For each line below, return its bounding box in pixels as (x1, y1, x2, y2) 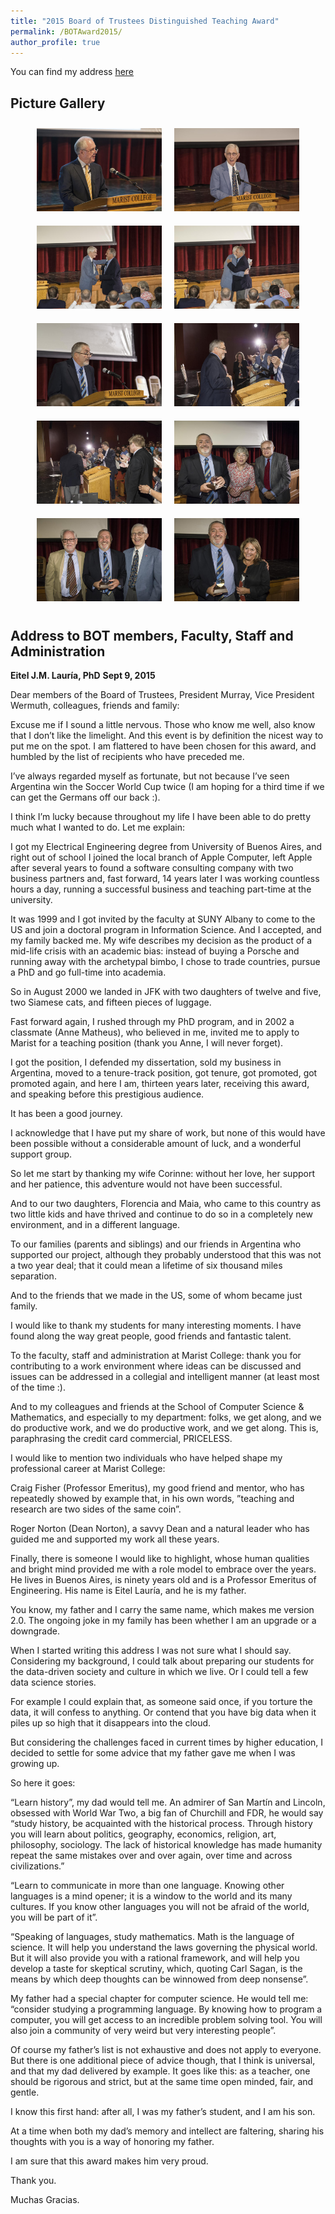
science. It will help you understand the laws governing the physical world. (10, 1941, 318, 1954)
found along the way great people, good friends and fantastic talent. (10, 1330, 292, 1342)
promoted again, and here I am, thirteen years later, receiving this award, (10, 1078, 310, 1090)
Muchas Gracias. (10, 2194, 80, 2206)
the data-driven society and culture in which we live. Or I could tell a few (10, 1666, 309, 1678)
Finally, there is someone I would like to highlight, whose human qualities (10, 1553, 310, 1565)
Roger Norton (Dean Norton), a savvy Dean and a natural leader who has (10, 1523, 310, 1535)
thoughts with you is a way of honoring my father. (10, 2136, 215, 2148)
